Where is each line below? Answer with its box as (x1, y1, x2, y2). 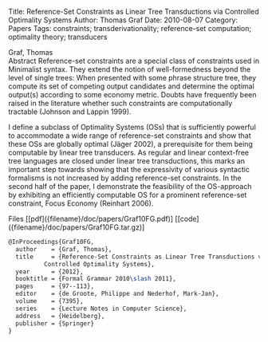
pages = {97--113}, (15, 282, 94, 290)
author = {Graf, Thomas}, (15, 245, 112, 254)
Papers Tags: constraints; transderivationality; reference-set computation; (8, 24, 252, 33)
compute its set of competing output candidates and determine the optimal (8, 81, 255, 91)
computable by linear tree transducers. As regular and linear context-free (8, 147, 250, 157)
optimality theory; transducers (8, 32, 108, 41)
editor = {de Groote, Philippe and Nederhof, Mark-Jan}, (15, 290, 219, 298)
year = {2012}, (15, 267, 84, 276)
